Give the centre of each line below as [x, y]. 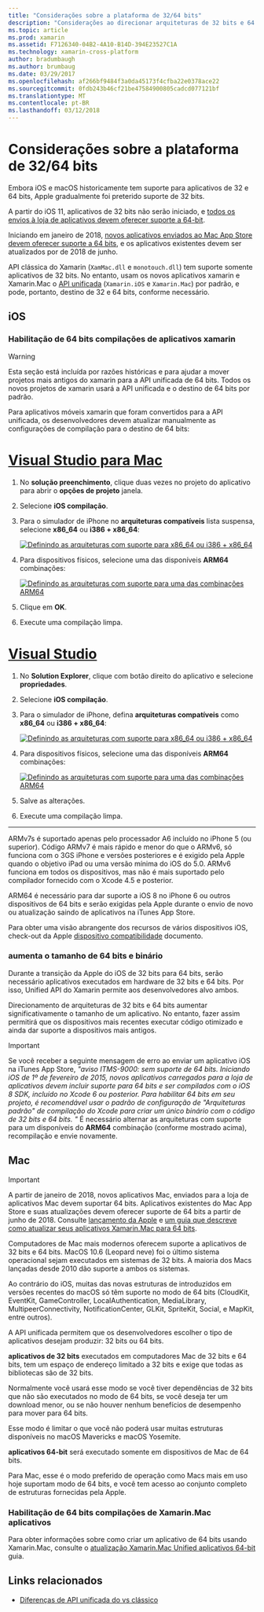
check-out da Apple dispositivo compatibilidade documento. [106, 936]
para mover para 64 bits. [48, 1413]
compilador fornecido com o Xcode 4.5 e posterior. [91, 880]
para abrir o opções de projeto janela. [81, 490]
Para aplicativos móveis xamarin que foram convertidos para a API [116, 412]
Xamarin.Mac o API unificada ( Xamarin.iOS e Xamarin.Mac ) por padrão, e [124, 283]
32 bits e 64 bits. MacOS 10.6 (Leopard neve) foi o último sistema [114, 1252]
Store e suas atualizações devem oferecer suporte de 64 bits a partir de [125, 1211]
